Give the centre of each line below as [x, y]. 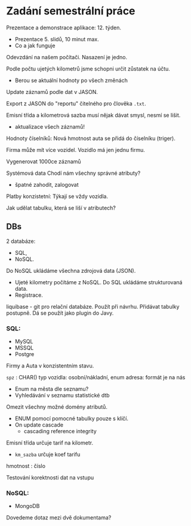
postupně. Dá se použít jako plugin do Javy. [60, 313]
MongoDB [27, 506]
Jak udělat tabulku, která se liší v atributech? [61, 208]
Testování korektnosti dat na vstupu [50, 478]
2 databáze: [21, 241]
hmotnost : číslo [26, 466]
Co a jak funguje [35, 45]
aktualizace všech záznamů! [50, 126]
